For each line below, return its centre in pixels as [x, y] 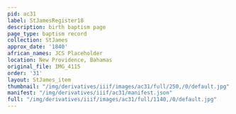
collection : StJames [38, 40]
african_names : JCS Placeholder [55, 54]
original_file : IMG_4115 [44, 67]
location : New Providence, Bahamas [60, 60]
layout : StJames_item [39, 80]
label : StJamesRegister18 [45, 21]
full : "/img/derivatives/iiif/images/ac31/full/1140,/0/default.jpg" [112, 100]
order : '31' [25, 73]
